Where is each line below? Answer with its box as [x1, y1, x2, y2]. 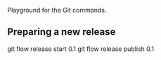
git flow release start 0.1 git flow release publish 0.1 [7, 45, 155, 53]
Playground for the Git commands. [7, 6, 107, 14]
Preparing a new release [7, 26, 116, 38]
